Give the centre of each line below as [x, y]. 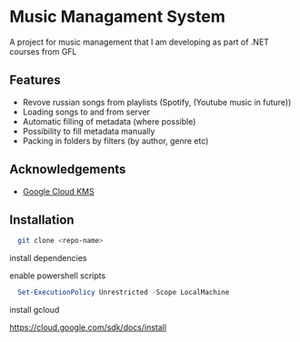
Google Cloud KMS [58, 191]
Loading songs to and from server [86, 112]
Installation [42, 220]
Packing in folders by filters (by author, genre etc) [115, 141]
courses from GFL [43, 51]
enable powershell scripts [58, 276]
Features [35, 80]
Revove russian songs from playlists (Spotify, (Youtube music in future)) [157, 102]
